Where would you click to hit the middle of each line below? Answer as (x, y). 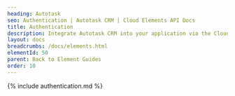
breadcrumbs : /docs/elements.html (58, 46)
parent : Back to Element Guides (54, 60)
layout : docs (26, 40)
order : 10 (22, 66)
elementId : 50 (28, 53)
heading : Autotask (34, 14)
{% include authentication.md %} (55, 85)
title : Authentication (40, 27)
